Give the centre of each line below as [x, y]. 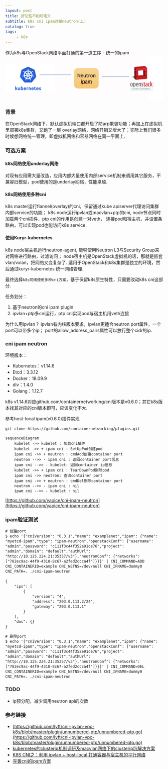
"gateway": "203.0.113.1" [59, 607]
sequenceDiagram [22, 438]
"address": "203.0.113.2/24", [63, 602]
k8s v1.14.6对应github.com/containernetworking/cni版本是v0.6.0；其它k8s [82, 402]
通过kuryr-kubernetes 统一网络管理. [46, 268]
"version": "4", [49, 597]
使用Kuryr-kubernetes [29, 238]
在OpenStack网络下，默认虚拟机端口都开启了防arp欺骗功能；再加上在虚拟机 [84, 124]
